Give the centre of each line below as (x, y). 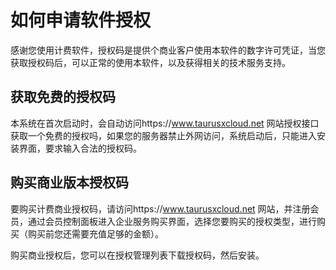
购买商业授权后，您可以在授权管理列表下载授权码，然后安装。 (137, 255)
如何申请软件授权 (81, 20)
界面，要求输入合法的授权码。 (80, 148)
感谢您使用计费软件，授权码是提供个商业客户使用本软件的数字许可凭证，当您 (168, 50)
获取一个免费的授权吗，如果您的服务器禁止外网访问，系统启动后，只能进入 (163, 135)
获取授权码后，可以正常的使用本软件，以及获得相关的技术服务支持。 (150, 62)
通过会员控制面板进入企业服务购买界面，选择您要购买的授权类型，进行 (172, 221)
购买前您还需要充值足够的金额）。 (95, 233)
